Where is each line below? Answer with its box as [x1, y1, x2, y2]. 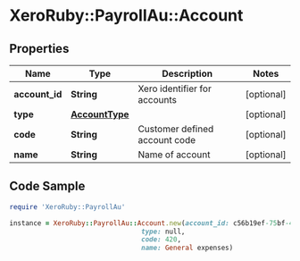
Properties [9, 41, 70, 56]
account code [137, 134, 196, 146]
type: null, [141, 227, 186, 236]
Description [162, 68, 212, 80]
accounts [137, 94, 177, 105]
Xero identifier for [137, 82, 212, 95]
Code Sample [9, 179, 86, 194]
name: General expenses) [141, 243, 234, 253]
